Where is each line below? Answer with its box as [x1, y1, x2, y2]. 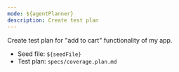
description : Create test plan [7, 17, 99, 24]
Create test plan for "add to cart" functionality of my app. [7, 36, 173, 44]
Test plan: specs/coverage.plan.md [17, 57, 117, 65]
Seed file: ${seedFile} [17, 50, 82, 58]
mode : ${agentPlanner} [7, 10, 74, 17]
